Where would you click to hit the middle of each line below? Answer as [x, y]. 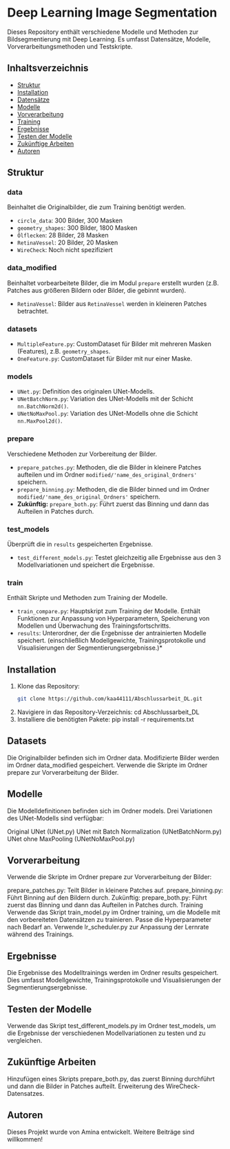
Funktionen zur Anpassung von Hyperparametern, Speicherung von [113, 619]
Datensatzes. [26, 1093]
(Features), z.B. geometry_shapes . [64, 351]
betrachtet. [33, 311]
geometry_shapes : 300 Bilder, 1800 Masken [77, 228]
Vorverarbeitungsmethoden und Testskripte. [70, 46]
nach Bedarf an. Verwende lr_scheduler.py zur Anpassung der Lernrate [108, 927]
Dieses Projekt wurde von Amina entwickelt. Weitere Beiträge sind [101, 1132]
